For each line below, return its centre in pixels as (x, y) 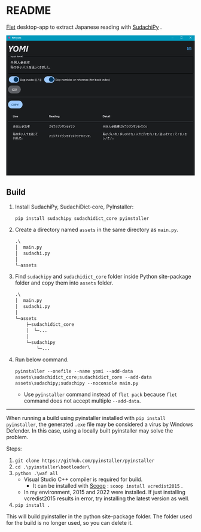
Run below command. (42, 359)
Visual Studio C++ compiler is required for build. (83, 479)
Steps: (14, 448)
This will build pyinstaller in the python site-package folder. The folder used (99, 516)
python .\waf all (36, 473)
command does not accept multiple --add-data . (82, 400)
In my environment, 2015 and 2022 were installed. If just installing (104, 492)
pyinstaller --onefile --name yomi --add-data (74, 371)
